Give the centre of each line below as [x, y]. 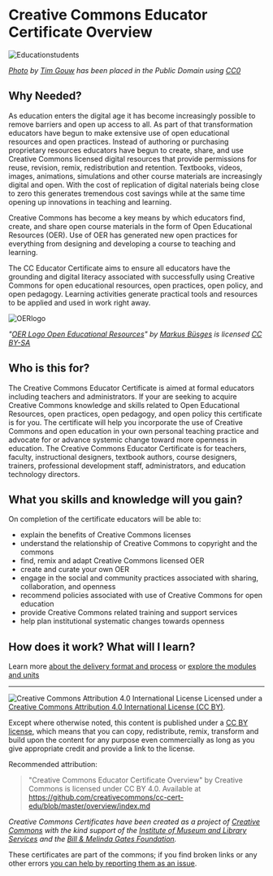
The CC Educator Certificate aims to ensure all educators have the [119, 268]
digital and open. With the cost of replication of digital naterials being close [134, 184]
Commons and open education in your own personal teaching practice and [134, 431]
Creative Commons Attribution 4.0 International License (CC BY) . [117, 707]
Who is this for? [49, 369]
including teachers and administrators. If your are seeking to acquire [123, 397]
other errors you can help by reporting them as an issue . [103, 864]
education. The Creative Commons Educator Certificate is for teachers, [128, 448]
